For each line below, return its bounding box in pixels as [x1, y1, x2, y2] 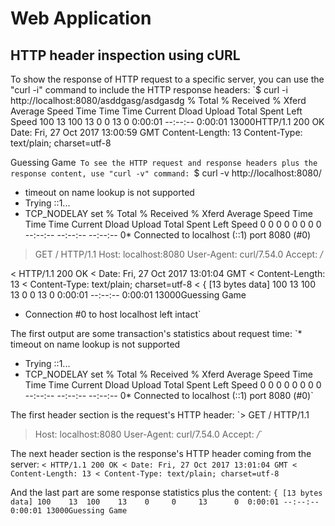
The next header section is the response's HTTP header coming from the [10, 448, 312, 459]
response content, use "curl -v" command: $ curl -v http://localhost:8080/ [10, 167, 322, 179]
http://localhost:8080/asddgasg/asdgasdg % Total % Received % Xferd [10, 95, 307, 106]
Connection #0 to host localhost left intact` [24, 308, 202, 320]
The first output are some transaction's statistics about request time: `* [10, 328, 303, 339]
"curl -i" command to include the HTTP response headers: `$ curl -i [10, 84, 288, 96]
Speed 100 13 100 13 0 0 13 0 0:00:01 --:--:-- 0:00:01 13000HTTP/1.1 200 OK [10, 116, 325, 127]
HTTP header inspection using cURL [10, 47, 241, 64]
